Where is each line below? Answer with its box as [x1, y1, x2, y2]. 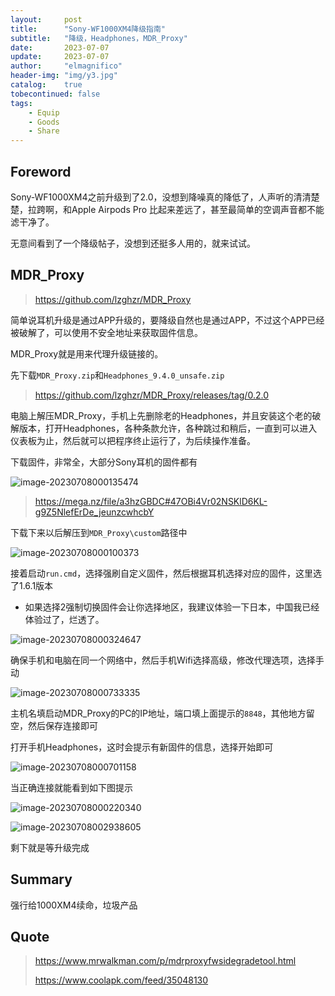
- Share [28, 126, 60, 136]
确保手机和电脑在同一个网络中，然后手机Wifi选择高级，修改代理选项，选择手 [10, 654, 325, 666]
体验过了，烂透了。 [24, 613, 105, 625]
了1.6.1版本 [10, 579, 54, 591]
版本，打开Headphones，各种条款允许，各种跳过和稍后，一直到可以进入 [18, 422, 318, 434]
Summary [10, 871, 73, 888]
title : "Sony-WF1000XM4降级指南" [10, 24, 167, 34]
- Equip [28, 107, 60, 118]
